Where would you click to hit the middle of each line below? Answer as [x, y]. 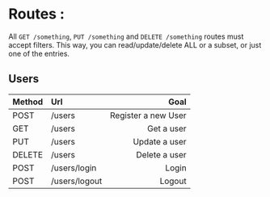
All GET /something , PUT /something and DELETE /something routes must [126, 36]
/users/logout [77, 181]
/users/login [74, 168]
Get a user [167, 128]
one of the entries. [39, 53]
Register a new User [149, 115]
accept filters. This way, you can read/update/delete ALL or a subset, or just [135, 44]
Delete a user [162, 154]
